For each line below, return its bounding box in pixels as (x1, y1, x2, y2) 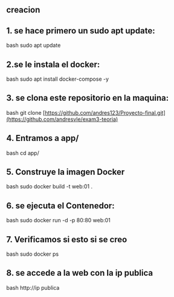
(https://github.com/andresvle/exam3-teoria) (6, 115, 118, 123)
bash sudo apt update (6, 42, 61, 49)
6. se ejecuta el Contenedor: (6, 200, 115, 211)
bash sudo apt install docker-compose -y (6, 75, 109, 83)
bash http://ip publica (6, 284, 60, 291)
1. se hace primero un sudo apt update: (6, 26, 155, 36)
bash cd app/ (6, 149, 39, 157)
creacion (6, 5, 40, 15)
